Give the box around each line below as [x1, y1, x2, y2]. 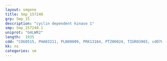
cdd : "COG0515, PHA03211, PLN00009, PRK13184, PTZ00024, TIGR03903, [5, 39, 150, 44]
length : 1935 [5, 35, 35, 40]
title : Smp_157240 [5, 12, 43, 17]
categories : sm [5, 48, 37, 53]
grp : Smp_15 [5, 16, 30, 21]
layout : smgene [5, 7, 37, 12]
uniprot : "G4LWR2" [5, 30, 43, 35]
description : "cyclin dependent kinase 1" [5, 21, 94, 26]
